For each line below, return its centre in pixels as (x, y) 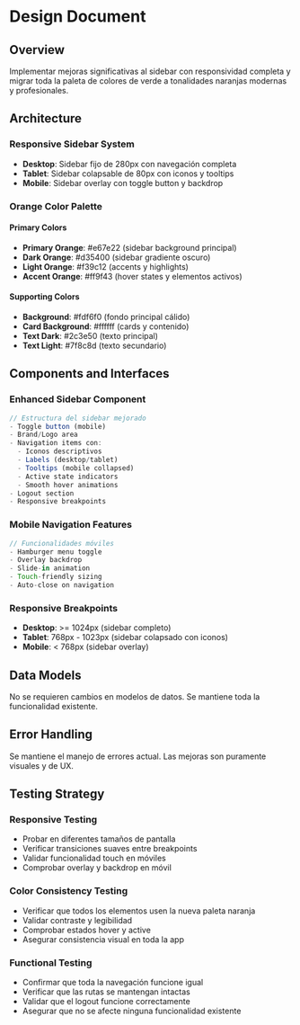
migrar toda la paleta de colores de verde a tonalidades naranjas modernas (148, 81)
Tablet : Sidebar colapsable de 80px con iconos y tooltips (128, 174)
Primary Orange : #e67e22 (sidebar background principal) (129, 247)
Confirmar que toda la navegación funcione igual (113, 983)
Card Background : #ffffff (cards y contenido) (106, 326)
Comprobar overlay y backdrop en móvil (97, 868)
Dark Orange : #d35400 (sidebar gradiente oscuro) (116, 257)
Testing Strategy (57, 794)
